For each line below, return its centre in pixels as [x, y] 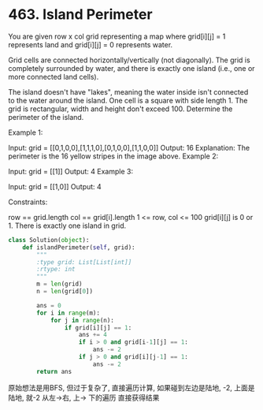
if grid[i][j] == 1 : [98, 328]
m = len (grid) [59, 284]
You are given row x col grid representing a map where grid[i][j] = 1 [117, 36]
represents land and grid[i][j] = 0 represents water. [91, 44]
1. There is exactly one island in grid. [67, 225]
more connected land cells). [54, 76]
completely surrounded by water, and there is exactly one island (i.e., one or [131, 68]
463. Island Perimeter [80, 15]
